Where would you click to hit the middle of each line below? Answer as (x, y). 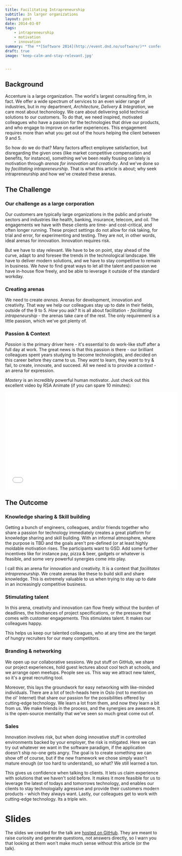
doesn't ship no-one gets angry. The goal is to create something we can (78, 753)
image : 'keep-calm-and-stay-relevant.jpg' (49, 56)
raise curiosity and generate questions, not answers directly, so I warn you (81, 838)
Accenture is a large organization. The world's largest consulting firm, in (78, 96)
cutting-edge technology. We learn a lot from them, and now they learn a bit (82, 703)
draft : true (17, 51)
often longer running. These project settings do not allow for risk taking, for (81, 230)
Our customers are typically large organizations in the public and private (78, 214)
